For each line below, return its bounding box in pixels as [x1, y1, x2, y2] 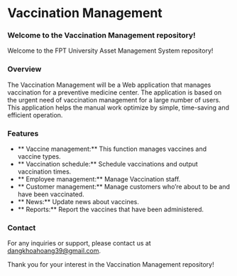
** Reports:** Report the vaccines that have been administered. [17, 205, 204, 214]
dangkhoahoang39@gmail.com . [7, 247, 101, 255]
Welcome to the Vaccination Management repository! [7, 31, 197, 41]
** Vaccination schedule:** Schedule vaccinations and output [17, 160, 199, 169]
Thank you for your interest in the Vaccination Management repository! [7, 260, 214, 269]
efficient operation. [7, 110, 63, 119]
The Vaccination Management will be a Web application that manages [7, 80, 211, 89]
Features [7, 128, 39, 138]
